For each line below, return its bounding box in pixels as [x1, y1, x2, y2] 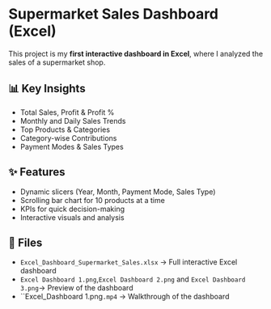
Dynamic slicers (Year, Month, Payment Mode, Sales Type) [19, 187, 216, 197]
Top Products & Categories [19, 125, 111, 134]
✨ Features [8, 165, 66, 179]
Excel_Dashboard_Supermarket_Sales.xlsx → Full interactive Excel [19, 257, 238, 267]
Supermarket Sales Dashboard [8, 5, 219, 23]
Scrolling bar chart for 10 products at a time [19, 195, 166, 205]
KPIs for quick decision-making [19, 204, 125, 214]
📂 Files [8, 235, 43, 249]
